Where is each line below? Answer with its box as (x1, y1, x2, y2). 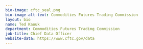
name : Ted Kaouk (5, 21, 40, 27)
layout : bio (5, 17, 31, 22)
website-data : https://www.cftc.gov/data (5, 36, 95, 41)
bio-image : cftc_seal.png (5, 7, 60, 13)
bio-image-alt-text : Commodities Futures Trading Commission (5, 12, 138, 17)
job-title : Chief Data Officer (5, 31, 72, 36)
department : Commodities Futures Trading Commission (5, 27, 120, 32)
